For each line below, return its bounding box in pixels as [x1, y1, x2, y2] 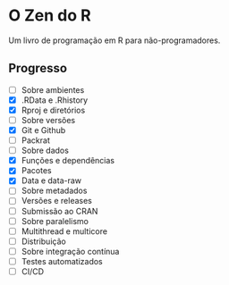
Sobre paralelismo [21, 215, 89, 226]
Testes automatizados [21, 256, 104, 266]
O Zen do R [8, 5, 91, 26]
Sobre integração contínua [21, 246, 120, 256]
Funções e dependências [21, 155, 115, 166]
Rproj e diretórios [21, 105, 86, 115]
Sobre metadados [21, 185, 88, 197]
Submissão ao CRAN [21, 205, 98, 216]
